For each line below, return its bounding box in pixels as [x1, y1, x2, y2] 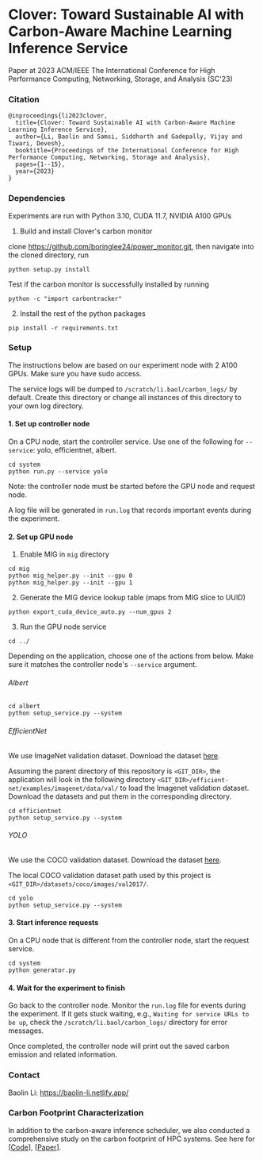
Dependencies [8, 193, 66, 204]
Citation [8, 94, 40, 105]
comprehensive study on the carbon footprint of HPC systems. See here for [8, 1134, 255, 1143]
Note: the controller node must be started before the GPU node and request [8, 482, 256, 491]
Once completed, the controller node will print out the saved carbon [8, 1042, 230, 1051]
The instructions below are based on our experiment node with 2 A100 [8, 360, 238, 370]
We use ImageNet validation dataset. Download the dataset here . [8, 750, 220, 760]
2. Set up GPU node [8, 532, 74, 541]
